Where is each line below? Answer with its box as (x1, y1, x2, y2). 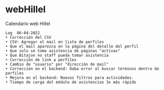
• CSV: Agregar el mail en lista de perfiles (5, 39, 104, 44)
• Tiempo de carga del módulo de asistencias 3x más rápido (5, 79, 137, 85)
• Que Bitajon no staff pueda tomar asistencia (5, 53, 109, 58)
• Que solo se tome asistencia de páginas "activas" (5, 48, 120, 53)
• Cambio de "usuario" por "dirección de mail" (5, 61, 109, 67)
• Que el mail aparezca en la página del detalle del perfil (5, 43, 139, 49)
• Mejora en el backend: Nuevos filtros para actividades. (5, 75, 134, 80)
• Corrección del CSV (5, 35, 52, 40)
